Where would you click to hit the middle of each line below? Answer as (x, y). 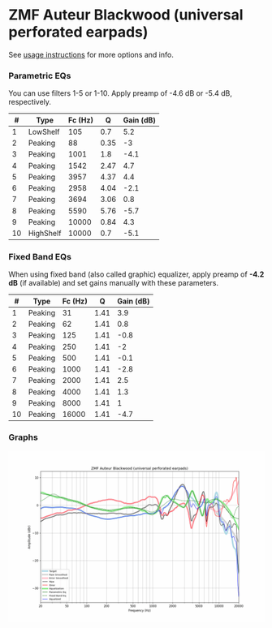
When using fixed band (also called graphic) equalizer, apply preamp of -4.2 (136, 274)
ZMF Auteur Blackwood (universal (126, 15)
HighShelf (45, 234)
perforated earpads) (78, 32)
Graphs (23, 437)
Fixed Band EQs (40, 256)
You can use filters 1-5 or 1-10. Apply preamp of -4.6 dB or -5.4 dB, (121, 93)
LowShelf (44, 131)
